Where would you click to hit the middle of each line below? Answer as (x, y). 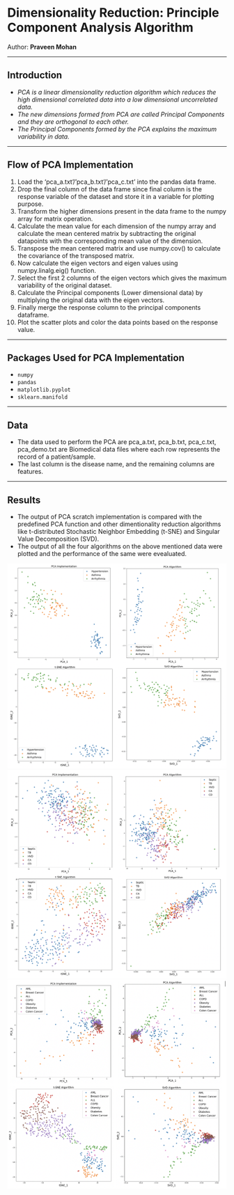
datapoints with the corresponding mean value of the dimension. (110, 241)
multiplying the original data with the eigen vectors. (91, 300)
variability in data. (43, 136)
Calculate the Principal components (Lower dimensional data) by (110, 292)
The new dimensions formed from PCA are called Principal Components (121, 114)
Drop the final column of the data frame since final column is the (109, 189)
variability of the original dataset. (64, 285)
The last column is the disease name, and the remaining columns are (116, 464)
